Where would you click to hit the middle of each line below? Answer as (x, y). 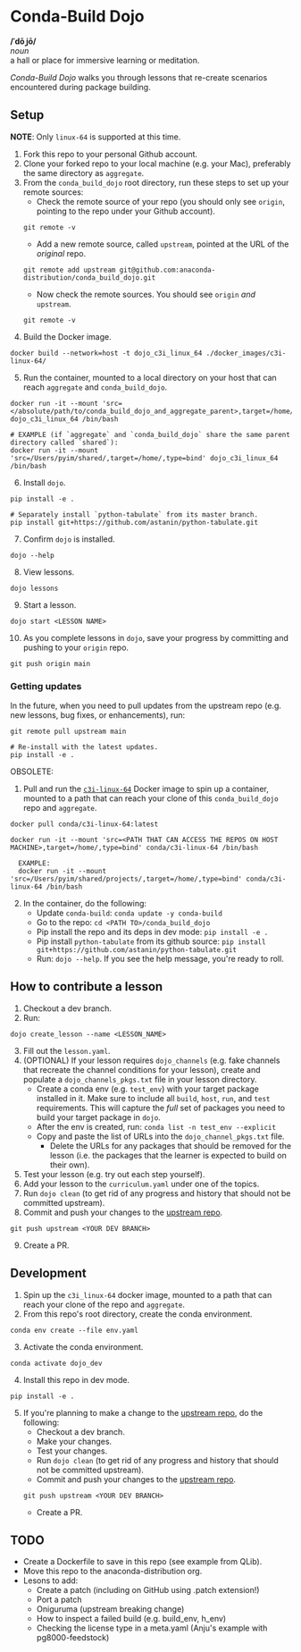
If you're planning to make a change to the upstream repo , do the (143, 1412)
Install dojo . (44, 482)
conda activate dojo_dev (56, 1363)
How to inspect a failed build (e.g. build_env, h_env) (131, 1619)
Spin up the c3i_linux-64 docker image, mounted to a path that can (147, 1294)
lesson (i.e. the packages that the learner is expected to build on (168, 1155)
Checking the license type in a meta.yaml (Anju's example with (152, 1628)
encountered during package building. (80, 87)
